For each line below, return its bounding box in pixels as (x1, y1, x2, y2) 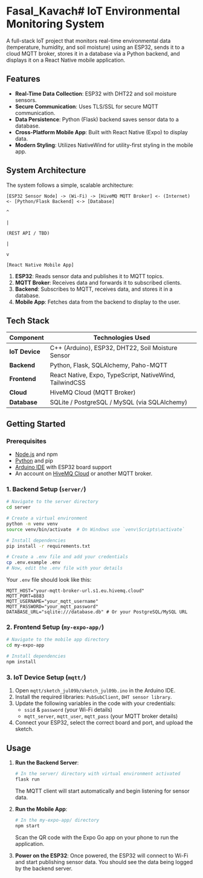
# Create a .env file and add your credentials (6, 554, 129, 560)
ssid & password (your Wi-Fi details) (24, 706, 113, 714)
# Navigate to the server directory (6, 499, 98, 505)
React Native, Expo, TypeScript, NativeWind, (50, 371, 175, 379)
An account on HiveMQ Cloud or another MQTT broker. (14, 470, 153, 477)
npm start (14, 822, 40, 829)
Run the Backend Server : (14, 759, 79, 766)
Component (9, 334, 44, 342)
